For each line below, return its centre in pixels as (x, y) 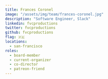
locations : (16, 42)
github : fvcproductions (29, 32)
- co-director (24, 64)
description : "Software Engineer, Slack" (48, 19)
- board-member (25, 55)
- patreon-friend (27, 69)
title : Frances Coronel (29, 10)
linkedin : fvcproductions (31, 23)
